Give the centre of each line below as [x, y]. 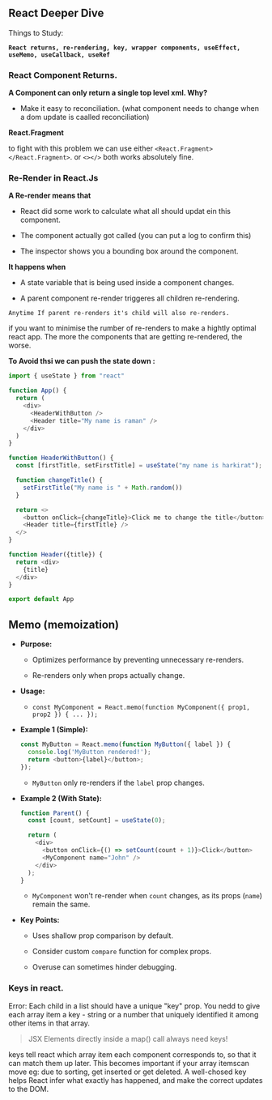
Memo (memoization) [64, 624]
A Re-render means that [50, 196]
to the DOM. [29, 1089]
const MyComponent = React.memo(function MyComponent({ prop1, [141, 708]
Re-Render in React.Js [53, 178]
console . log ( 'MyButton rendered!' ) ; [89, 752]
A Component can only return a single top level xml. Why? [108, 93]
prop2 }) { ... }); [65, 715]
